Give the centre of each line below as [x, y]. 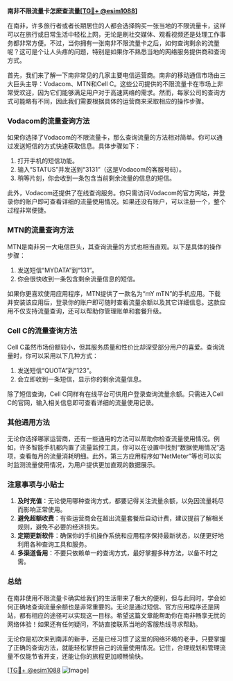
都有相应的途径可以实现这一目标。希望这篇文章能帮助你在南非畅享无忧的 [122, 615]
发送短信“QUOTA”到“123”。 [56, 370]
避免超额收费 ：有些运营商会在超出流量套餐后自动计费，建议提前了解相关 [120, 518]
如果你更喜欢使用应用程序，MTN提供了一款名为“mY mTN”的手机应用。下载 [114, 293]
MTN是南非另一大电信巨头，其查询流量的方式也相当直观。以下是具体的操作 [114, 247]
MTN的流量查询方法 [41, 230]
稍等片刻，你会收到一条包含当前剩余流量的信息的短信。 [96, 178]
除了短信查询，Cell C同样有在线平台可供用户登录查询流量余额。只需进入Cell [115, 394]
